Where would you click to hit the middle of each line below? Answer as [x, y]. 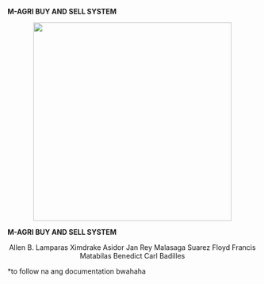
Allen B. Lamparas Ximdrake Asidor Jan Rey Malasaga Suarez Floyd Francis [132, 248]
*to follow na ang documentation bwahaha [77, 271]
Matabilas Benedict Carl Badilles [132, 256]
